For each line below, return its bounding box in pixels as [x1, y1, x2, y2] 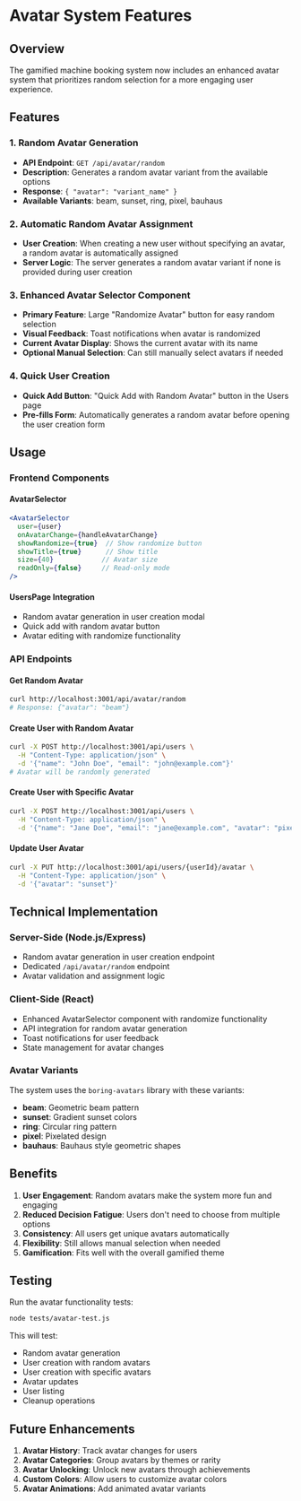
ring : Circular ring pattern [21, 1121, 117, 1132]
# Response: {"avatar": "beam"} [9, 703, 130, 713]
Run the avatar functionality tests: [9, 1297, 134, 1307]
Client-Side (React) [9, 993, 95, 1005]
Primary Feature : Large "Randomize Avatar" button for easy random [21, 309, 275, 320]
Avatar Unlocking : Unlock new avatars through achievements [21, 1464, 251, 1475]
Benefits [9, 1167, 58, 1182]
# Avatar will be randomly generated [9, 768, 150, 777]
